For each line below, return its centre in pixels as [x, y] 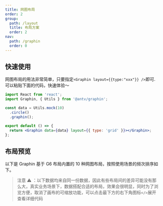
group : [12, 19]
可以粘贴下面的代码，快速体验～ [37, 85]
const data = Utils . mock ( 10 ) [35, 108]
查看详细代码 [30, 199]
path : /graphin [25, 41]
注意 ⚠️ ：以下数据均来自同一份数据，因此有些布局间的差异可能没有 [85, 180]
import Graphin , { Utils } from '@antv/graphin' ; [57, 99]
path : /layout [24, 23]
